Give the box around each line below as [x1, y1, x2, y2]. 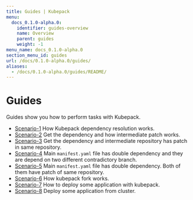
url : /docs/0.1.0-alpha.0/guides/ [6, 58, 91, 64]
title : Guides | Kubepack [6, 8, 70, 15]
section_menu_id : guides [6, 52, 67, 58]
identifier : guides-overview [17, 25, 89, 31]
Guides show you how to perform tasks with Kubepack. [6, 114, 141, 121]
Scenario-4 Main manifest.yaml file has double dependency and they [14, 150, 184, 157]
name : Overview [17, 31, 54, 36]
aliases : [6, 63, 28, 69]
